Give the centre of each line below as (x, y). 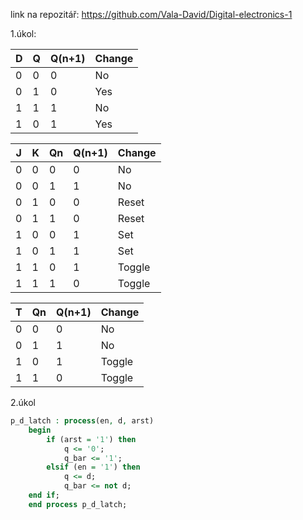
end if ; (44, 495)
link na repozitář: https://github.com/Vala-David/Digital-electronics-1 (151, 14)
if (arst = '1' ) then (91, 439)
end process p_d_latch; (78, 504)
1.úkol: (23, 33)
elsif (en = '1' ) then (93, 467)
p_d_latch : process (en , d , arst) (82, 421)
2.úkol (23, 402)
